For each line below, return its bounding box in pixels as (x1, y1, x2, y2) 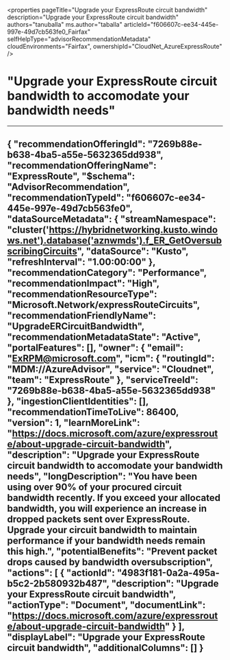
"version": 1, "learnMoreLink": (7, 417, 140, 429)
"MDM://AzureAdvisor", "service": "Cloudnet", (7, 364, 214, 375)
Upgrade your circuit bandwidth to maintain (7, 524, 197, 536)
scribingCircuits (7, 246, 77, 257)
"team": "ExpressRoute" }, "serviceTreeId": (7, 374, 199, 386)
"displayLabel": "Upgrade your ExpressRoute (7, 631, 205, 644)
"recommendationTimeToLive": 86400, (7, 406, 179, 418)
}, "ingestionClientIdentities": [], (7, 396, 149, 408)
